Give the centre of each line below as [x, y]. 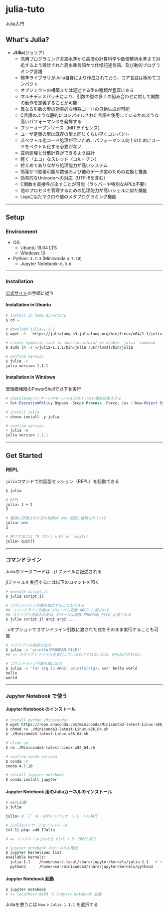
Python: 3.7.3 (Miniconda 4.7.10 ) [47, 259]
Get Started [24, 455]
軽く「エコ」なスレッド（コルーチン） [60, 159]
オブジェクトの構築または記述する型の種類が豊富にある [77, 90]
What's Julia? [27, 40]
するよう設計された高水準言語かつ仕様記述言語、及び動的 [84, 65]
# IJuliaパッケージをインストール [37, 825]
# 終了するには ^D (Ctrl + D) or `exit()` [48, 536]
